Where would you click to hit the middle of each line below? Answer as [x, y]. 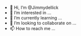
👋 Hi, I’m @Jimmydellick [34, 8]
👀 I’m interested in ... [30, 13]
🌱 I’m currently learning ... [36, 18]
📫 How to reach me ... [32, 28]
